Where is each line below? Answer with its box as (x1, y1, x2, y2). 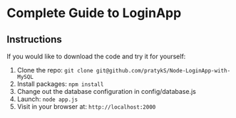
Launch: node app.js (16, 95, 78, 103)
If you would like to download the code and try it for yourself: (6, 52, 186, 60)
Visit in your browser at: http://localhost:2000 (16, 102, 156, 111)
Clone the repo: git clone (16, 66, 93, 74)
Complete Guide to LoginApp (6, 5, 182, 21)
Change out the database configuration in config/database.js (16, 87, 197, 95)
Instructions (6, 33, 62, 45)
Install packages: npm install (16, 80, 104, 88)
